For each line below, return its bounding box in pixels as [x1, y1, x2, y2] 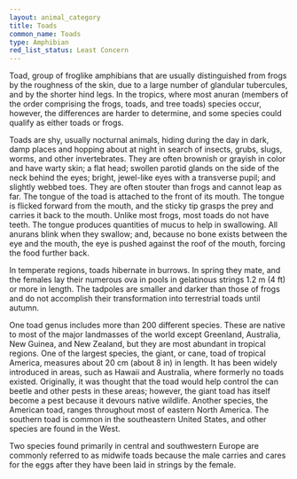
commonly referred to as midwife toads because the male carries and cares [9, 450, 286, 461]
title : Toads [9, 21, 58, 30]
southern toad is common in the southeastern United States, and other [9, 414, 267, 425]
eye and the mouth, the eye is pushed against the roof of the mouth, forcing [9, 239, 285, 249]
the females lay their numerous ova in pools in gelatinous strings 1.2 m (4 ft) [9, 274, 286, 285]
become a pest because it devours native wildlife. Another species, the [9, 396, 269, 406]
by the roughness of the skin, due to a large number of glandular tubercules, [9, 80, 288, 90]
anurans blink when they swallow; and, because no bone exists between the [9, 229, 288, 239]
